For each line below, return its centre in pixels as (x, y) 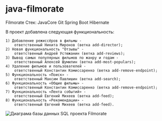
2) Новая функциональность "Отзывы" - (45, 49)
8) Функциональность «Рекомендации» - (45, 100)
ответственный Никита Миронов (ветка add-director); (69, 45)
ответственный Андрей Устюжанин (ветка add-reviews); (70, 53)
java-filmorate (35, 9)
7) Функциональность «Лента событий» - (46, 92)
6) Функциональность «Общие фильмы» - (45, 83)
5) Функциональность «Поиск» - (37, 75)
